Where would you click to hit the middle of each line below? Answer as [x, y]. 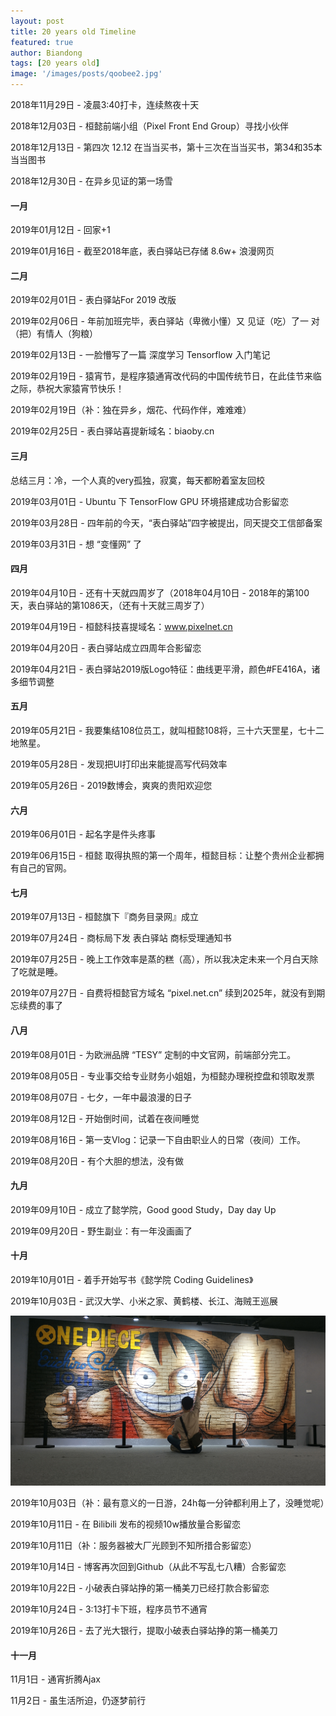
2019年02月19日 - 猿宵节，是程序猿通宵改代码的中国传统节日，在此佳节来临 [166, 376]
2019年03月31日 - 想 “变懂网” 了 [76, 544]
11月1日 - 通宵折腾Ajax [55, 1679]
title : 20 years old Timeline [73, 31]
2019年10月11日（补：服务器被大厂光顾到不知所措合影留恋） [133, 1546]
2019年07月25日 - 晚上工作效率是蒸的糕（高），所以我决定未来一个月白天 [160, 959]
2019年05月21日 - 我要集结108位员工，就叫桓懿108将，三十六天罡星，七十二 [167, 731]
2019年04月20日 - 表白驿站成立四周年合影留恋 [106, 647]
